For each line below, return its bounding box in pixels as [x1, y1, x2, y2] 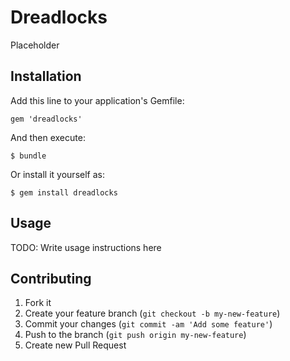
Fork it [24, 297, 52, 309]
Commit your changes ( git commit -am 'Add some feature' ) [24, 318, 273, 330]
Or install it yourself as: [10, 168, 105, 180]
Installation [10, 68, 82, 85]
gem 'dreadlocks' [10, 114, 83, 124]
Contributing [10, 270, 92, 287]
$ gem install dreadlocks [10, 187, 118, 198]
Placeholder [10, 39, 60, 51]
